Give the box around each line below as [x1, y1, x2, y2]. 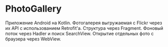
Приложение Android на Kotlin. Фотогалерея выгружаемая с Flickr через [5, 20, 162, 26]
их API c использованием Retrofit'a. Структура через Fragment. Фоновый [5, 25, 163, 31]
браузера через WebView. [5, 36, 62, 42]
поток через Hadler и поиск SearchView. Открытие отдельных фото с [5, 30, 154, 36]
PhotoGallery [5, 3, 62, 15]
